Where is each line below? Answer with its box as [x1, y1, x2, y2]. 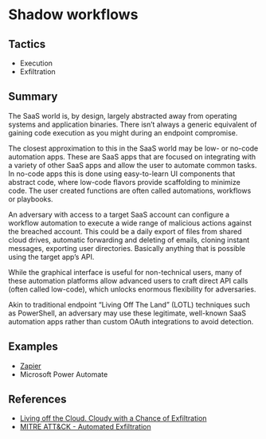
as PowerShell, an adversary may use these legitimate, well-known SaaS [8, 308, 247, 318]
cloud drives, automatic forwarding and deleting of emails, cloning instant [8, 235, 250, 245]
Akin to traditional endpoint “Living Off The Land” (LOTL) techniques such [8, 300, 251, 309]
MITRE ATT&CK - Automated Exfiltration [19, 422, 151, 432]
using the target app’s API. [8, 252, 95, 261]
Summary [8, 90, 58, 104]
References [8, 393, 67, 406]
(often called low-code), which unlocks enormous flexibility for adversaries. [8, 284, 256, 294]
